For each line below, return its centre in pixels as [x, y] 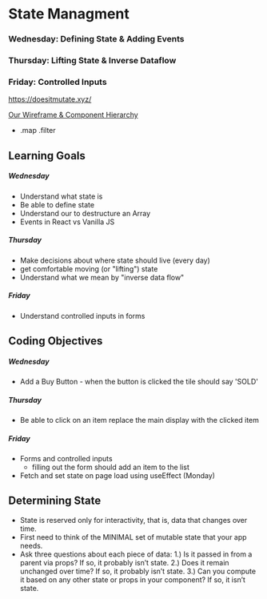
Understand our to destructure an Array [85, 213]
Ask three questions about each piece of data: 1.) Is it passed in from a [136, 554]
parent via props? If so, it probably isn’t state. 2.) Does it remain [124, 562]
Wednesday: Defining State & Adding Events [96, 39]
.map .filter [38, 131]
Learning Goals [47, 156]
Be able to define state [57, 204]
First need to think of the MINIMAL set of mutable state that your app [133, 537]
